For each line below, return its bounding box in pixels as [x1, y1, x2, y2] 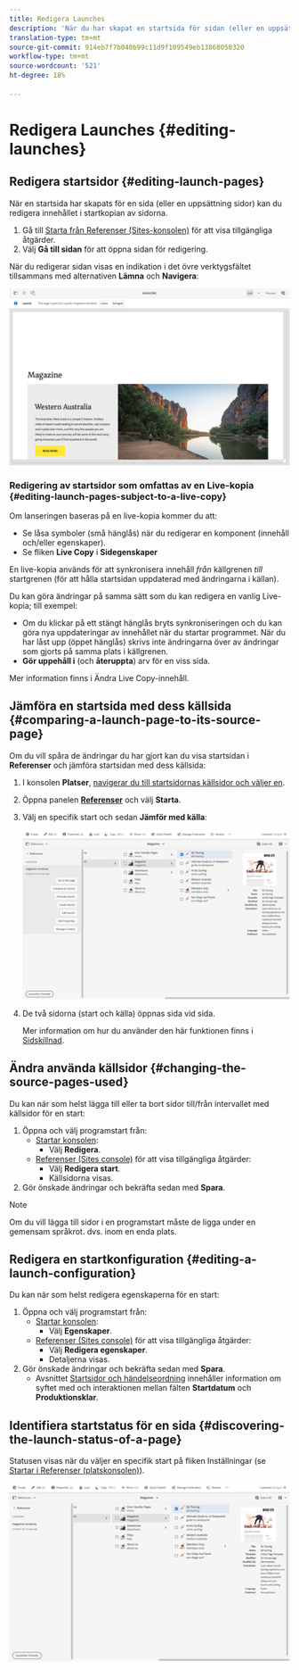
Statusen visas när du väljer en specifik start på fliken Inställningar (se [9, 1456, 267, 1466]
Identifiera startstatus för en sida [9, 1417, 197, 1433]
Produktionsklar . [35, 1392, 100, 1403]
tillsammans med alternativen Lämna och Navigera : [9, 270, 199, 281]
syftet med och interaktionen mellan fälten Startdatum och [35, 1383, 252, 1393]
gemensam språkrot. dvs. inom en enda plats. [9, 1225, 177, 1236]
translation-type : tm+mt [9, 33, 101, 42]
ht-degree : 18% [9, 71, 66, 80]
